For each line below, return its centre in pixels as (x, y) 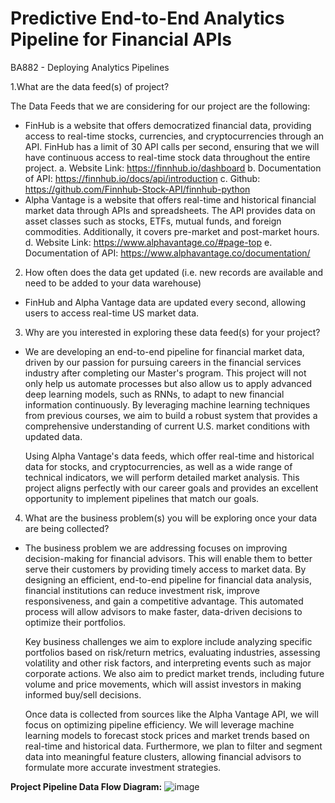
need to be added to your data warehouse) (113, 283)
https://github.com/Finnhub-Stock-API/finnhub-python (137, 189)
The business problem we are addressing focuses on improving (156, 548)
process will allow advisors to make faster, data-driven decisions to (163, 611)
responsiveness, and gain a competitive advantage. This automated (164, 601)
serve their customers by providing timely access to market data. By (165, 569)
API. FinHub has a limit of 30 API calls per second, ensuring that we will (172, 146)
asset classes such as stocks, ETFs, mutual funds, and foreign (153, 221)
